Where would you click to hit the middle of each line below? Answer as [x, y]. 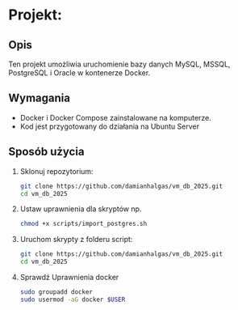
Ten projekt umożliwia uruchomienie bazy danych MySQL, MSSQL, [119, 64]
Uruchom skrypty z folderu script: [76, 240]
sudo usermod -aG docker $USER [73, 299]
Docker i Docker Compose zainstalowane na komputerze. [115, 117]
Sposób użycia [46, 152]
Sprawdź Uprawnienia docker [69, 277]
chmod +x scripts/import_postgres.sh [84, 224]
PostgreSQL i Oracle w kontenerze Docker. [79, 73]
